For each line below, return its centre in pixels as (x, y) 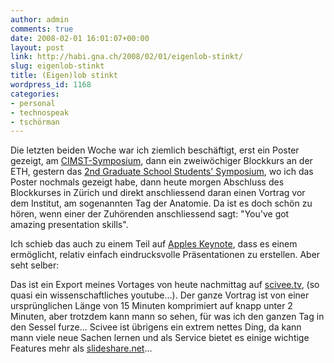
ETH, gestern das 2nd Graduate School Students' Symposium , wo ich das (162, 172)
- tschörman (35, 122)
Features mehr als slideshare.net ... (81, 348)
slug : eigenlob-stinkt (57, 66)
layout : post (37, 47)
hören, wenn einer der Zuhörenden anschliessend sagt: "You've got (150, 214)
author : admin (40, 19)
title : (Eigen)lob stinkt (64, 76)
